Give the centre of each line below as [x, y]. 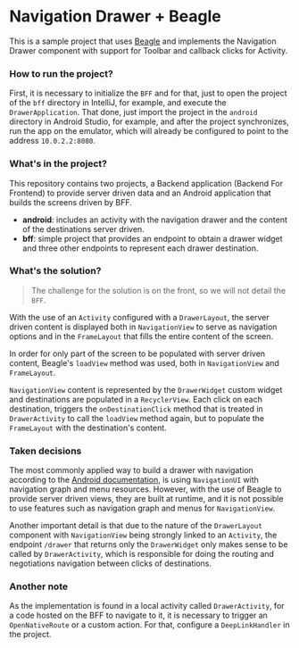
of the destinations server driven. [83, 228]
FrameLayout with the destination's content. [88, 428]
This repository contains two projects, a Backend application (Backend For [146, 183]
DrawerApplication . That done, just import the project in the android [133, 112]
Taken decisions [46, 451]
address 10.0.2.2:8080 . [53, 141]
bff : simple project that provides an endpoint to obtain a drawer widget [152, 238]
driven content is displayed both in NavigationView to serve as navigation [143, 327]
